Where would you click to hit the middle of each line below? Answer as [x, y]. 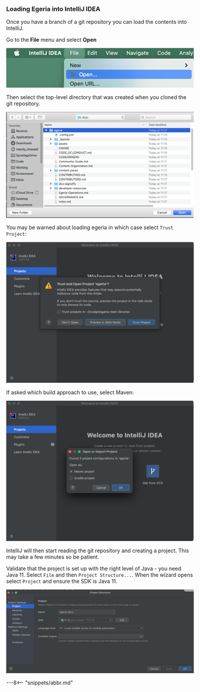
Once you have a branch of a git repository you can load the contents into [97, 22]
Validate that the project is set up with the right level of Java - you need [94, 568]
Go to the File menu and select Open [51, 40]
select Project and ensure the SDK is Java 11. [62, 581]
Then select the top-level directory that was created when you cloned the [96, 97]
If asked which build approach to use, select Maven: [70, 392]
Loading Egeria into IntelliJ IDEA [53, 9]
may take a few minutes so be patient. [53, 556]
